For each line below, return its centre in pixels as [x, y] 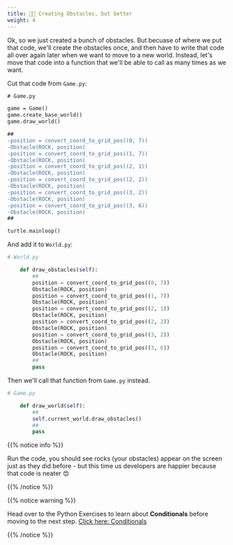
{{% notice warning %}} [42, 500]
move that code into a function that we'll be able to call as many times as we [117, 62]
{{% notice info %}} [36, 445]
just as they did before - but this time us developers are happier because [112, 466]
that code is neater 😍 [38, 473]
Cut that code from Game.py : [47, 83]
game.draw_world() [34, 122]
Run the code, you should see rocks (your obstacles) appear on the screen [115, 458]
